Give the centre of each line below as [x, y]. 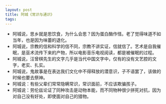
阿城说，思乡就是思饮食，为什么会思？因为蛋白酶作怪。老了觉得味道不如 [86, 34]
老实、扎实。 [34, 65]
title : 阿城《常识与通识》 [30, 14]
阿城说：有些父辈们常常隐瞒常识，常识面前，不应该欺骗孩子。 [76, 84]
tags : [11, 19]
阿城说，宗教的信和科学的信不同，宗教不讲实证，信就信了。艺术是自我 [84, 46]
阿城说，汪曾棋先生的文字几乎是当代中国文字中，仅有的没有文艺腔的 [82, 59]
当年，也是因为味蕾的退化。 [41, 40]
